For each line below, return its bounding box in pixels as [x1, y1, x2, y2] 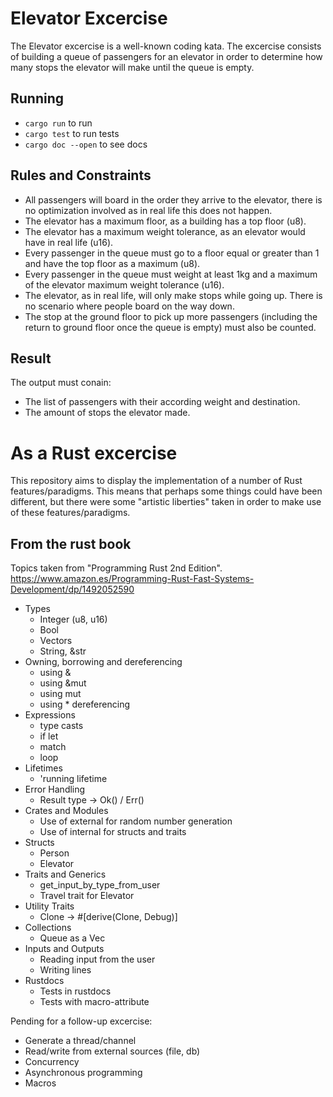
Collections [24, 922, 72, 934]
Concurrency [24, 1056, 80, 1068]
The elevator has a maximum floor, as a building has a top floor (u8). [24, 215, 307, 227]
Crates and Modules [24, 805, 109, 817]
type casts [39, 720, 84, 732]
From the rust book [10, 535, 132, 552]
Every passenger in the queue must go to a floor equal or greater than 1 [24, 247, 320, 259]
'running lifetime [39, 773, 108, 785]
